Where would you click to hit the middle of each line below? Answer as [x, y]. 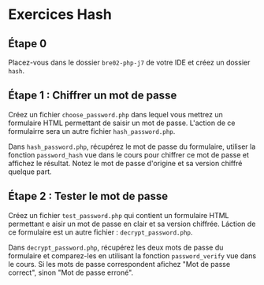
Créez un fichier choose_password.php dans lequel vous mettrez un [115, 114]
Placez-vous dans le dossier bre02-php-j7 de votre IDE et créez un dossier [129, 62]
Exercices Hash [60, 15]
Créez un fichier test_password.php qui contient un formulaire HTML [119, 215]
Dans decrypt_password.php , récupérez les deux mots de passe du [116, 247]
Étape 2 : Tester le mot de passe [88, 196]
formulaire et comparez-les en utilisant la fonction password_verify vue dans [132, 255]
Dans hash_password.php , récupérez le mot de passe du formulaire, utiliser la [132, 146]
